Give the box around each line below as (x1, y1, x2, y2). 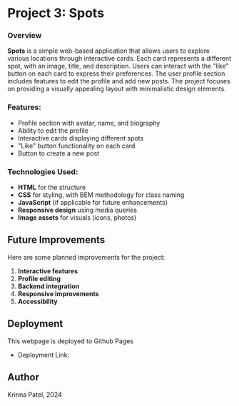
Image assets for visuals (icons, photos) (17, 213, 137, 222)
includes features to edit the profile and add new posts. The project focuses (7, 77, 230, 86)
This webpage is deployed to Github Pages (7, 337, 134, 345)
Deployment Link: (17, 350, 70, 359)
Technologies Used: (7, 166, 78, 176)
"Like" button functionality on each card (17, 141, 136, 150)
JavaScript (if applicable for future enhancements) (17, 198, 168, 207)
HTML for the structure (17, 183, 86, 192)
